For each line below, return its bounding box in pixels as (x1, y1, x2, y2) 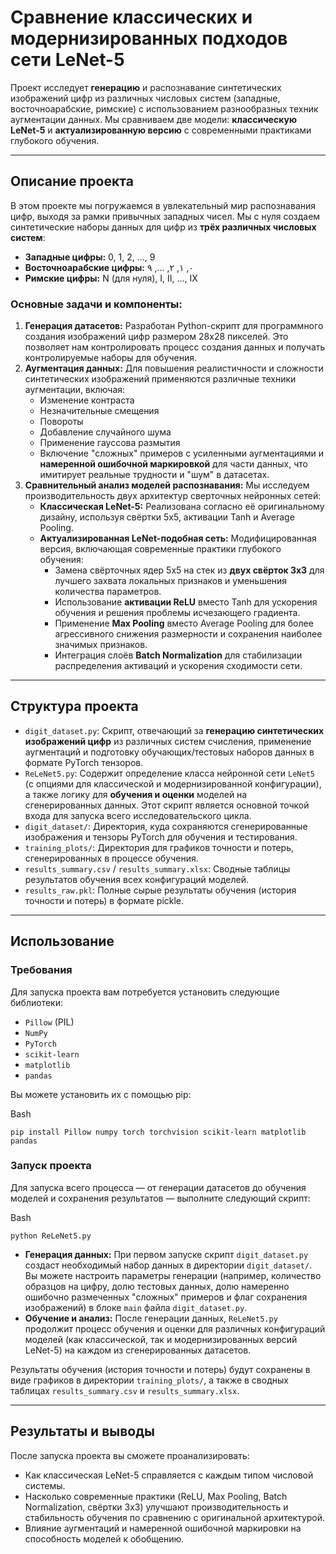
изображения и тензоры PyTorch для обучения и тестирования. (24, 831, 298, 843)
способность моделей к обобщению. (24, 1532, 185, 1545)
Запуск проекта (10, 1159, 92, 1173)
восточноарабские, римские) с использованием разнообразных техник (10, 102, 319, 115)
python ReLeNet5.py (10, 1231, 92, 1241)
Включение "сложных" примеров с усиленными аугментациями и (39, 447, 325, 460)
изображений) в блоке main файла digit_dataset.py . (24, 1301, 248, 1313)
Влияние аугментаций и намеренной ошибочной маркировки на (24, 1522, 302, 1534)
